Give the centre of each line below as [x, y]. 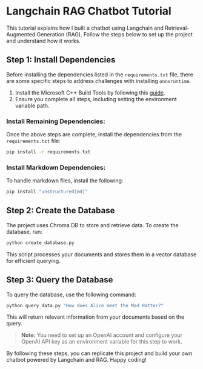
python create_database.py [40, 243]
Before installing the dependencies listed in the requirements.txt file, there [100, 75]
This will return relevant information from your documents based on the [95, 317]
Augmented [21, 34]
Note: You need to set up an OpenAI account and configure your [102, 335]
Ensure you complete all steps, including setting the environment [96, 99]
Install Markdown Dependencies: [56, 167]
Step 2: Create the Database [61, 211]
